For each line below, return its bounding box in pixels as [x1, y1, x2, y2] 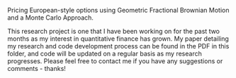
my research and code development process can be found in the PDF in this [7, 42, 230, 50]
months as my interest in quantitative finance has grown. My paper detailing [7, 34, 229, 43]
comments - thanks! [7, 65, 66, 72]
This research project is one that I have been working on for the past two [7, 27, 220, 35]
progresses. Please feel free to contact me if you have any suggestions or [7, 57, 223, 65]
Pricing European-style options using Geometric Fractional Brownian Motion [7, 6, 230, 14]
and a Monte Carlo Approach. [7, 13, 94, 22]
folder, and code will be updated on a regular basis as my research [7, 49, 202, 58]
